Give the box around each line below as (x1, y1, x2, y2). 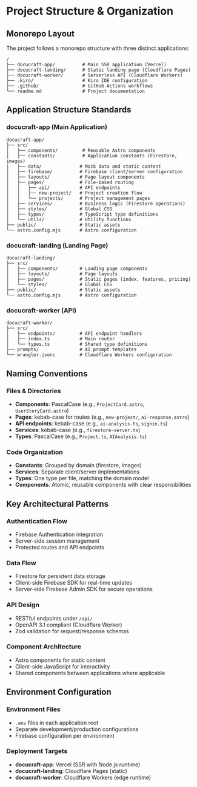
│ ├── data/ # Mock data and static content (6, 163, 162, 170)
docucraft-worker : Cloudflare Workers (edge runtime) (15, 774, 152, 781)
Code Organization (6, 448, 63, 456)
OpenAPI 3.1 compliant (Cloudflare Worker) (15, 621, 122, 628)
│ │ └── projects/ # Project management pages (6, 195, 150, 201)
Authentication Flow (6, 517, 68, 525)
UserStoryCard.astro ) (15, 407, 69, 414)
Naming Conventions (6, 368, 88, 379)
